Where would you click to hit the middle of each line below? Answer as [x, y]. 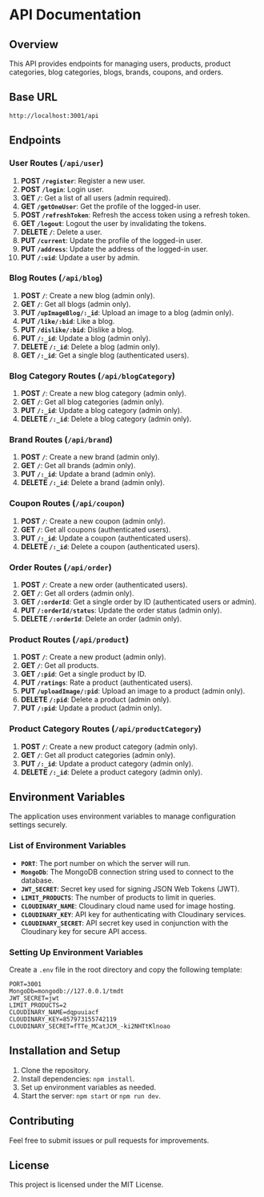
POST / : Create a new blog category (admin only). [104, 394]
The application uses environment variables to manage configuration [122, 816]
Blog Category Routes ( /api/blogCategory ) [92, 376]
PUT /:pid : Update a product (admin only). [91, 708]
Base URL [34, 97]
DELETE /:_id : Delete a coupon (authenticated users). [110, 546]
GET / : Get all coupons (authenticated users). [96, 529]
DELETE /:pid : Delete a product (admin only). [96, 700]
